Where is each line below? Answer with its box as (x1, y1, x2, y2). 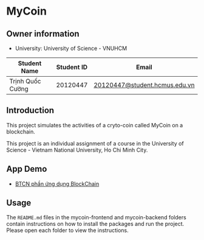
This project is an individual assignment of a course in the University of (6, 139, 184, 147)
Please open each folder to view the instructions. (6, 227, 129, 234)
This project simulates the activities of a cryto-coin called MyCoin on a (6, 121, 183, 129)
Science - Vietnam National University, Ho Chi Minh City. (6, 146, 148, 154)
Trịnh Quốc (9, 77, 41, 85)
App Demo (6, 164, 47, 174)
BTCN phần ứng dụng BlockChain (15, 180, 100, 187)
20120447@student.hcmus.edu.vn (93, 81, 195, 89)
